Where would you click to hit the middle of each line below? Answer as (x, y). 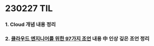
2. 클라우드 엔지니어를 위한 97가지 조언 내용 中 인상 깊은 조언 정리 (77, 39)
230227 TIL (29, 8)
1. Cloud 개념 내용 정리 (30, 25)
